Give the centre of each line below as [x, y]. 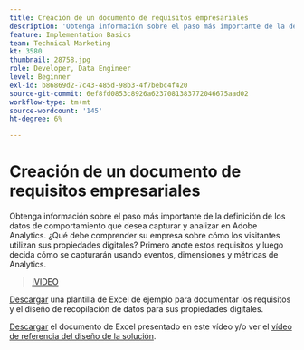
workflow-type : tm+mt [50, 102]
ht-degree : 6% [36, 119]
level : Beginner [40, 77]
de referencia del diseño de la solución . [83, 336]
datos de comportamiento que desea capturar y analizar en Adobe [133, 226]
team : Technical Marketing [60, 43]
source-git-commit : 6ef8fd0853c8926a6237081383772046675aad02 [129, 93]
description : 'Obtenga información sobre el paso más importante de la [147, 26]
